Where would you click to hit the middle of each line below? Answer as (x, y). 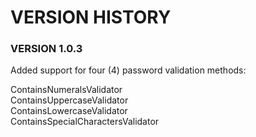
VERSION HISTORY (91, 17)
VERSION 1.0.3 (46, 49)
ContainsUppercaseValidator (69, 100)
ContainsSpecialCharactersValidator (85, 122)
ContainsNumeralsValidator (66, 90)
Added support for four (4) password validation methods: (128, 70)
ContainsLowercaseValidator (69, 111)
